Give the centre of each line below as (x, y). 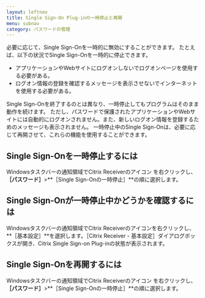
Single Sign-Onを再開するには (64, 265)
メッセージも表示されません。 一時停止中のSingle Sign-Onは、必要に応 (106, 127)
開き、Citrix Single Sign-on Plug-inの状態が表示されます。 (95, 243)
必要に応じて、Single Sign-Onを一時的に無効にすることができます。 (92, 47)
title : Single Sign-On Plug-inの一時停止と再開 (64, 18)
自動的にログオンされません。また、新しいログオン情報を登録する (110, 120)
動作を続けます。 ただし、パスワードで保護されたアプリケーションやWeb (99, 112)
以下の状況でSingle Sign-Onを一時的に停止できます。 (84, 55)
